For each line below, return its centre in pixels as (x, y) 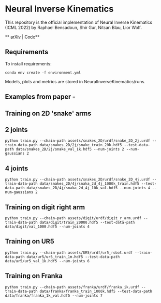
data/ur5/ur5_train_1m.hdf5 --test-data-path (73, 257)
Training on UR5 (30, 241)
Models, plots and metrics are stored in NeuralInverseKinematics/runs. (75, 81)
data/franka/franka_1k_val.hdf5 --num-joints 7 (54, 295)
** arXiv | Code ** (22, 37)
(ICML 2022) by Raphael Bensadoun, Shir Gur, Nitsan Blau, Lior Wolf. (73, 27)
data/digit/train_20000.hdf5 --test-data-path (87, 222)
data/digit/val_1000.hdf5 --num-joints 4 (47, 227)
